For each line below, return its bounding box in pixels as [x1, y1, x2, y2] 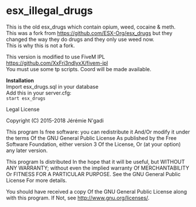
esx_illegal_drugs [6, 4, 94, 17]
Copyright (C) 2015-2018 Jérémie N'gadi [6, 117, 104, 124]
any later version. [6, 147, 48, 154]
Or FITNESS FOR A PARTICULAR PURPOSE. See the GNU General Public [6, 170, 181, 177]
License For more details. [6, 177, 67, 184]
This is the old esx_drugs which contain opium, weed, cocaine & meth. [6, 23, 176, 30]
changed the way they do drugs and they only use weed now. [6, 36, 154, 43]
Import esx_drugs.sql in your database [6, 83, 99, 90]
